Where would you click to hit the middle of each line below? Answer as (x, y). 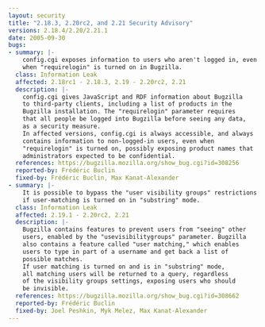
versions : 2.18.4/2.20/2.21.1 (58, 30)
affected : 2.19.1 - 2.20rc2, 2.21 (72, 215)
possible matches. (53, 259)
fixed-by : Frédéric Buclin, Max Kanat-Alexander (97, 178)
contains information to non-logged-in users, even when (119, 141)
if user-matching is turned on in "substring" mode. (111, 200)
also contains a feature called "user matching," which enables (131, 244)
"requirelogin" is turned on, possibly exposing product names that (138, 148)
